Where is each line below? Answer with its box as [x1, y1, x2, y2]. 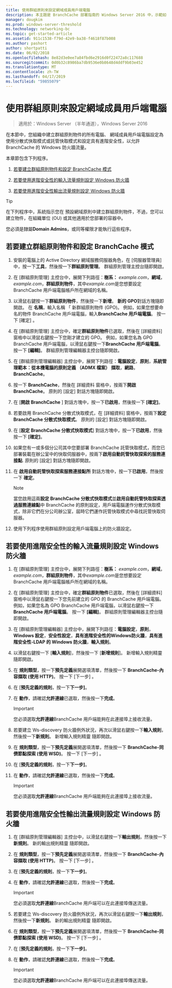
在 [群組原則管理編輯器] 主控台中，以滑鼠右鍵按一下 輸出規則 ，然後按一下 [13, 834, 167, 840]
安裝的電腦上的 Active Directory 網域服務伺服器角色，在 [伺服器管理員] [13, 257, 162, 263]
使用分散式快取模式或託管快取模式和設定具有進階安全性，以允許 [6, 138, 140, 144]
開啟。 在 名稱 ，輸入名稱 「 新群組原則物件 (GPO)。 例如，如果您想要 [13, 304, 159, 310]
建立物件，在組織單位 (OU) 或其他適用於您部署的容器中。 [6, 215, 126, 221]
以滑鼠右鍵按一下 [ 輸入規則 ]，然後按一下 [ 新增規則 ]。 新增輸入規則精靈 [13, 650, 163, 656]
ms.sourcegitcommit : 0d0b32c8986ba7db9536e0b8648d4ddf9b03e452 [6, 60, 143, 65]
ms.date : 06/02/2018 [6, 50, 50, 55]
